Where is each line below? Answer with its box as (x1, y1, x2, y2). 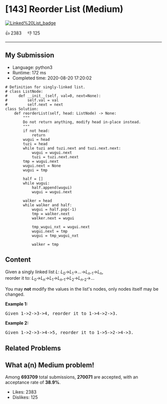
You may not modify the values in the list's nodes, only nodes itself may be (5, 286, 159, 292)
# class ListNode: (5, 89, 43, 94)
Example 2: (5, 320, 29, 326)
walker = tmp (31, 242, 59, 247)
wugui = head (23, 137, 50, 142)
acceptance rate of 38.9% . (5, 380, 61, 386)
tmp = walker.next (31, 211, 70, 216)
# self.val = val (5, 97, 59, 103)
